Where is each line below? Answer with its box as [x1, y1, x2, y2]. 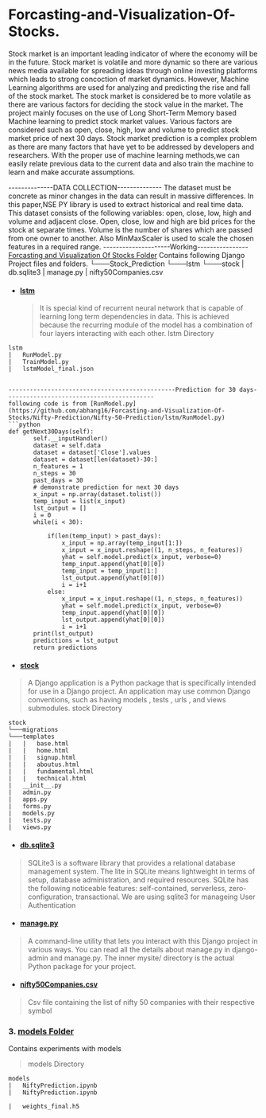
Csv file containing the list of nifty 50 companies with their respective [27, 997, 256, 1007]
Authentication [27, 900, 76, 909]
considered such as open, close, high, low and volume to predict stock [8, 125, 240, 135]
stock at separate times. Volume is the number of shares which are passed [8, 225, 253, 234]
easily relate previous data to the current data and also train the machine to [8, 158, 254, 168]
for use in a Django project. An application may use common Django [27, 686, 251, 696]
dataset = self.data [33, 442, 102, 450]
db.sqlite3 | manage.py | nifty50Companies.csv [8, 267, 164, 276]
